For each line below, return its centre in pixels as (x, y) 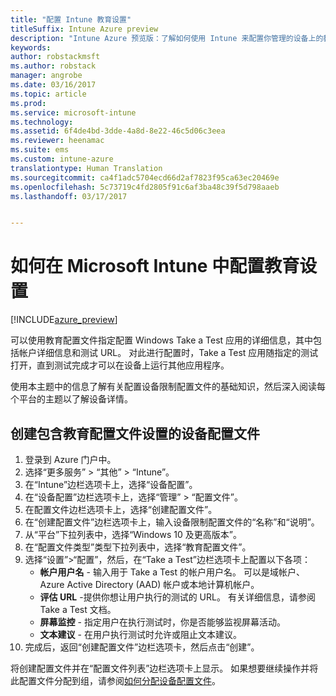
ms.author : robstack (53, 66)
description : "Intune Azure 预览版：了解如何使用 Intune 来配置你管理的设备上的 (167, 38)
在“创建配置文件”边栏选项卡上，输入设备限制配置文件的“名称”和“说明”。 (172, 522)
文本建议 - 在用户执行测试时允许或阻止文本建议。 (140, 634)
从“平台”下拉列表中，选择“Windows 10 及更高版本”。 (133, 534)
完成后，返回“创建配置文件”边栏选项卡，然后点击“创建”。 (142, 647)
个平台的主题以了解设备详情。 (71, 399)
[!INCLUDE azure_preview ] (64, 320)
